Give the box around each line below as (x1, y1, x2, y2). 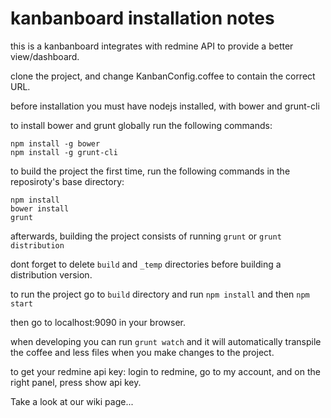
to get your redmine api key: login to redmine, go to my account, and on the (10, 365, 321, 377)
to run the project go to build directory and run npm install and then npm (10, 288, 310, 300)
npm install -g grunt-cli (10, 147, 118, 157)
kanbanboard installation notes (10, 7, 275, 30)
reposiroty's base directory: (10, 175, 125, 187)
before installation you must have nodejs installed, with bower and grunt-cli (10, 100, 320, 112)
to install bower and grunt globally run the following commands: (10, 119, 273, 131)
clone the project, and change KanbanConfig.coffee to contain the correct (10, 70, 316, 82)
